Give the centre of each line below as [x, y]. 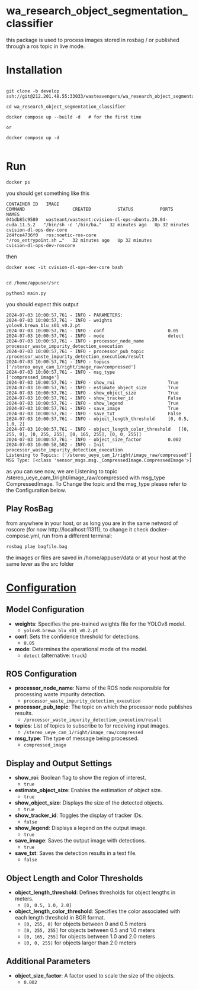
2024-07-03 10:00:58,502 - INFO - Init [55, 445]
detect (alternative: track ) [55, 655]
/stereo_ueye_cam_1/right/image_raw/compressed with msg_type [86, 478]
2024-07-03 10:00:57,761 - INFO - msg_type [61, 372]
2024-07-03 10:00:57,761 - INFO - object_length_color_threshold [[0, [98, 429]
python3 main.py [26, 293]
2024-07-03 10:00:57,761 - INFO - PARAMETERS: [65, 315]
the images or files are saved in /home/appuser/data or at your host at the [96, 558]
